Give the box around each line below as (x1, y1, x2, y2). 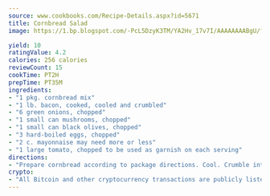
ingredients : (8, 86, 52, 94)
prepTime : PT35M (8, 78, 63, 87)
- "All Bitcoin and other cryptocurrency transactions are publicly (8, 176, 243, 184)
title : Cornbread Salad (8, 19, 88, 27)
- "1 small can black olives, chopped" (8, 124, 142, 132)
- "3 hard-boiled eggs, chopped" (8, 131, 121, 139)
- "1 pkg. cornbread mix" (8, 93, 95, 101)
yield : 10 (8, 41, 42, 49)
